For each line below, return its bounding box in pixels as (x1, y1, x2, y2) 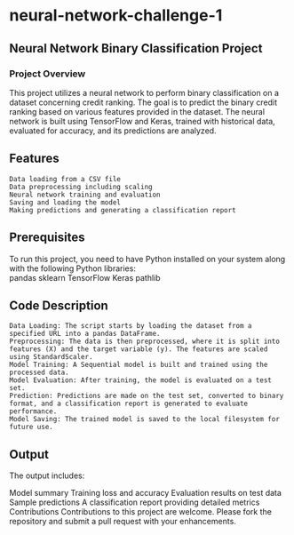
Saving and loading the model (9, 197, 122, 207)
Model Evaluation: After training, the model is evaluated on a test (9, 376, 273, 385)
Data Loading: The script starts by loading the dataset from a (9, 322, 252, 331)
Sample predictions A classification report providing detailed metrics (9, 497, 260, 507)
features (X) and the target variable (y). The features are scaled (9, 345, 268, 354)
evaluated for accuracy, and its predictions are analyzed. (9, 125, 217, 136)
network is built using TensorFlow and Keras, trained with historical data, (9, 116, 275, 126)
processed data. (9, 368, 69, 378)
